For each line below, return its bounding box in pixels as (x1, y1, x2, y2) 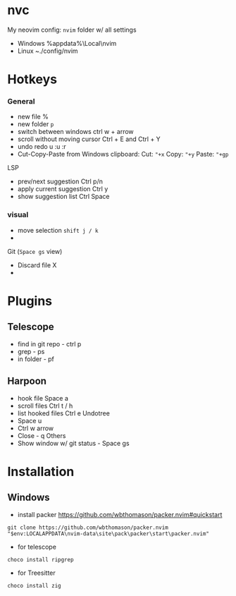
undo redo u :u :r (17, 142, 67, 151)
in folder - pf (17, 355, 55, 363)
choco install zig (7, 582, 61, 589)
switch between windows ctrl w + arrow (17, 128, 134, 136)
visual (7, 210, 29, 220)
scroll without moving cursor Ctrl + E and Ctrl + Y (17, 135, 161, 143)
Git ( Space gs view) (7, 247, 63, 255)
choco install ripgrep (7, 556, 74, 563)
